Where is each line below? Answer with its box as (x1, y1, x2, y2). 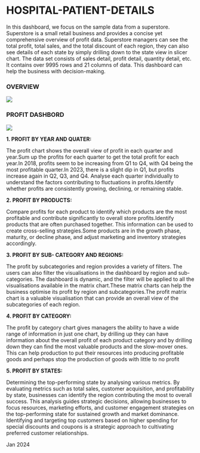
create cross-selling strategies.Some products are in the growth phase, (6, 227, 181, 234)
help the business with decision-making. (6, 67, 106, 75)
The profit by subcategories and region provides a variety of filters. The (6, 263, 183, 270)
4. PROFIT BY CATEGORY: (6, 312, 72, 319)
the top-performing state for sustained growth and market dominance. (6, 410, 179, 417)
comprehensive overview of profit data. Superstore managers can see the (6, 36, 188, 43)
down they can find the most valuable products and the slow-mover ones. (6, 343, 188, 350)
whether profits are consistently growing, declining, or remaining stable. (6, 185, 183, 192)
